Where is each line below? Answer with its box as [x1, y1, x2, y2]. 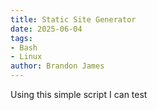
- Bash [10, 42, 38, 53]
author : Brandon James [10, 61, 105, 71]
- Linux [10, 52, 43, 62]
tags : [10, 33, 33, 43]
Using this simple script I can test [10, 89, 148, 100]
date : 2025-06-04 [10, 24, 83, 34]
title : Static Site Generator [10, 14, 137, 25]
